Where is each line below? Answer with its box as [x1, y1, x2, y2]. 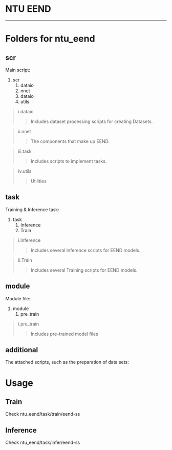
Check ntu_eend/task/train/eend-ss [5, 411, 80, 417]
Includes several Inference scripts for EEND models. [30, 247, 141, 253]
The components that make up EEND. [30, 138, 110, 144]
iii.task [17, 148, 32, 154]
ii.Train [17, 257, 32, 263]
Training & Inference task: [5, 206, 60, 213]
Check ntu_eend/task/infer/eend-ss [5, 439, 80, 446]
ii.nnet [17, 128, 31, 134]
